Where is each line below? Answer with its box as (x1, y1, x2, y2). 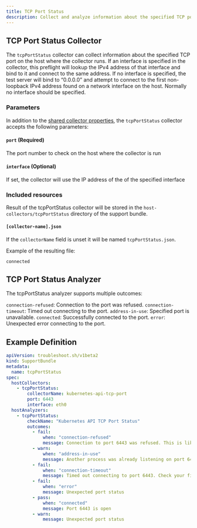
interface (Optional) (6, 163, 57, 170)
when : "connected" (43, 500, 88, 506)
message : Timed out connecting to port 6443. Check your (43, 473, 185, 479)
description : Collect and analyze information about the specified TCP (6, 14, 185, 20)
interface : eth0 (27, 402, 67, 408)
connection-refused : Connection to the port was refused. (6, 301, 144, 308)
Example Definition (6, 337, 77, 347)
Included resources (6, 190, 63, 199)
